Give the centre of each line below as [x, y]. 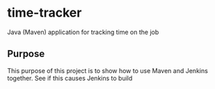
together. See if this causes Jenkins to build [70, 78]
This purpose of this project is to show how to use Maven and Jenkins [108, 70]
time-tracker [45, 13]
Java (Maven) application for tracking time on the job [83, 32]
